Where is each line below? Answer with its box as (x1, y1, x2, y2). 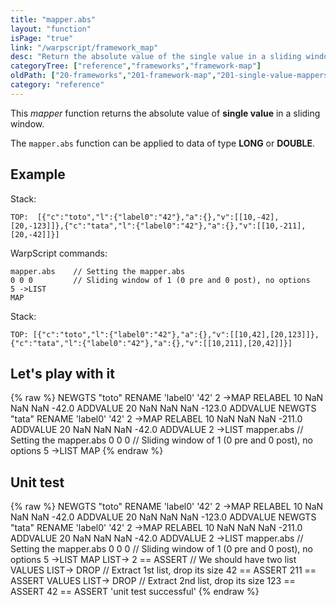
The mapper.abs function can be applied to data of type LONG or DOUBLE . (10, 137, 316, 149)
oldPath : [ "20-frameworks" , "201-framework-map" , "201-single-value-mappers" (10, 71, 333, 81)
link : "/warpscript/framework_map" (10, 42, 159, 53)
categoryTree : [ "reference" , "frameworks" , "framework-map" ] (10, 61, 262, 71)
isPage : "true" (10, 33, 74, 43)
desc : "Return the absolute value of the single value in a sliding (10, 52, 302, 62)
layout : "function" (10, 24, 92, 34)
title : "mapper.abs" (10, 14, 97, 25)
